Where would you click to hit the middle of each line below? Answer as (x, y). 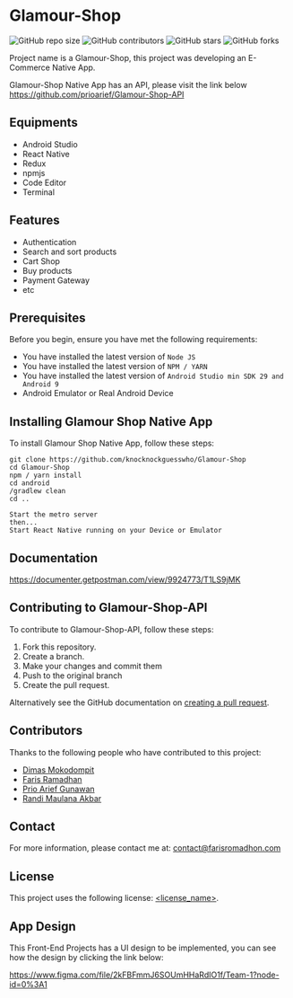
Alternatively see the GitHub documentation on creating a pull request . (139, 702)
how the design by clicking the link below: (86, 958)
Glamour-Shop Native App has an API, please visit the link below (129, 84)
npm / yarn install (46, 476)
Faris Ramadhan (52, 779)
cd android (30, 483)
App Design (43, 926)
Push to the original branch (72, 676)
